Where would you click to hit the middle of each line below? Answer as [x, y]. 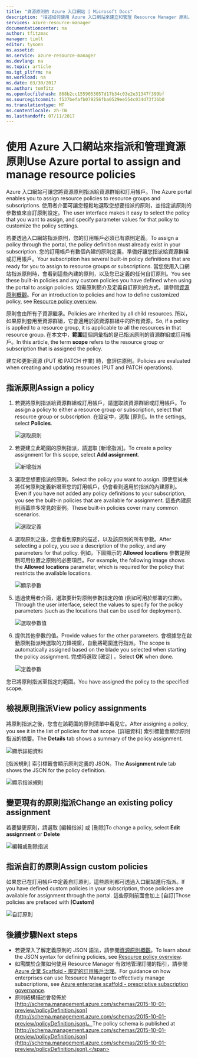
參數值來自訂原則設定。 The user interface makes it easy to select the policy [98, 213]
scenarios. [27, 514]
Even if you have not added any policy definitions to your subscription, [100, 493]
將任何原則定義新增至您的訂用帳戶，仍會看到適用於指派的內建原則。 [97, 487]
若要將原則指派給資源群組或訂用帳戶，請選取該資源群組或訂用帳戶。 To [100, 403]
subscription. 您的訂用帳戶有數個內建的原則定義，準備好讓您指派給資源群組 [98, 252]
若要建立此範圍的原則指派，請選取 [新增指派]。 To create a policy [93, 448]
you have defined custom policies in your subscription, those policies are [95, 888]
